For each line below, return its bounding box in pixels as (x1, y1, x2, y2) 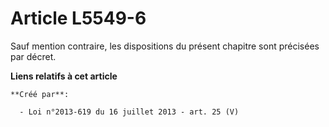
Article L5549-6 (10, 7, 147, 30)
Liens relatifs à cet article (10, 70, 118, 82)
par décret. (10, 50, 57, 62)
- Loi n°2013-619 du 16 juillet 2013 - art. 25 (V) (19, 107, 240, 117)
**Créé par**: (10, 89, 70, 99)
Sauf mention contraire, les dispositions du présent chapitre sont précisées (10, 40, 320, 52)
